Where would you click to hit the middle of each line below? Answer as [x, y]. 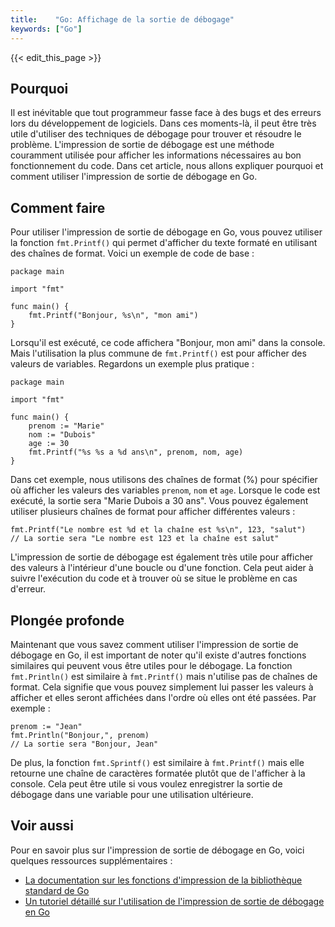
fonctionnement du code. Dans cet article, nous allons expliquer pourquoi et [167, 166]
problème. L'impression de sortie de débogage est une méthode [142, 145]
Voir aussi [42, 826]
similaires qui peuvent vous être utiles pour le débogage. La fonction [151, 665]
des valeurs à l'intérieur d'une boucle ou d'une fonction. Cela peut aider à [162, 568]
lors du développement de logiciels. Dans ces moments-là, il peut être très [163, 123]
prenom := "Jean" [46, 726]
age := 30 [49, 444]
